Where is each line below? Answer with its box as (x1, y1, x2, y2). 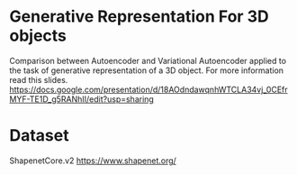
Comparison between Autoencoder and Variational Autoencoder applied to (9, 55, 286, 66)
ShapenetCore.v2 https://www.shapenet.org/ (9, 155, 177, 166)
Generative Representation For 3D (9, 6, 269, 27)
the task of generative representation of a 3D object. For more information (9, 65, 284, 76)
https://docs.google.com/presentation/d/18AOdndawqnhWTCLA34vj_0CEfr (9, 84, 288, 95)
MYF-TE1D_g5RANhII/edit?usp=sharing (9, 93, 155, 105)
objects (9, 25, 67, 46)
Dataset (9, 125, 69, 146)
